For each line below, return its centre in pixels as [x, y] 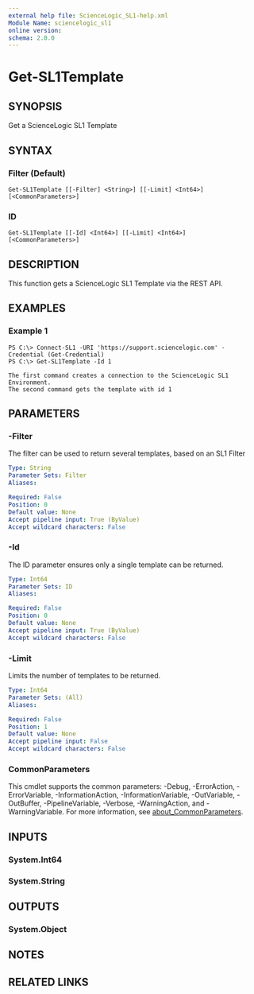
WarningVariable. [37, 812]
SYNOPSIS [35, 106]
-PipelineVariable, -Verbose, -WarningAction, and [124, 803]
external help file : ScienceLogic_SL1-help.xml [89, 16]
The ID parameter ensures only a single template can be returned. [116, 565]
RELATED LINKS [48, 982]
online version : [35, 30]
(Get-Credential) [76, 355]
